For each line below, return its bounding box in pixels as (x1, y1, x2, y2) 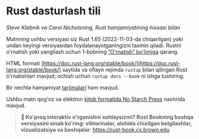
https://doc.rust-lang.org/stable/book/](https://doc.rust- (43, 60, 181, 67)
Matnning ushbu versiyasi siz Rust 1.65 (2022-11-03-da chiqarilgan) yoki (6, 35, 183, 42)
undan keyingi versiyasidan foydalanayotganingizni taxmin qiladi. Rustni (6, 42, 182, 49)
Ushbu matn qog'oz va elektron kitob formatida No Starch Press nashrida (6, 95, 185, 103)
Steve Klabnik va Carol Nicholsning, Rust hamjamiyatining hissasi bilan (6, 24, 181, 31)
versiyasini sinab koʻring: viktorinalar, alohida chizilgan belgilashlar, (20, 119, 192, 126)
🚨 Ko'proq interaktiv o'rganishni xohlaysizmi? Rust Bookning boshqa (20, 113, 194, 121)
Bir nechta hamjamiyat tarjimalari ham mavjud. (6, 84, 119, 91)
